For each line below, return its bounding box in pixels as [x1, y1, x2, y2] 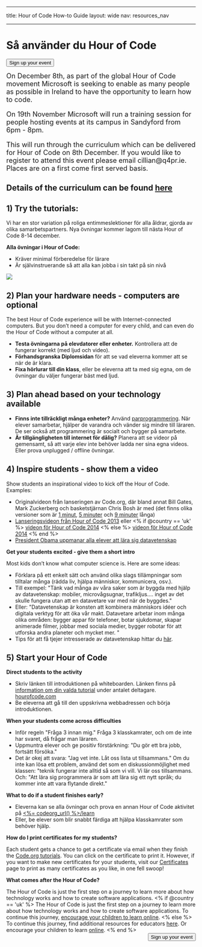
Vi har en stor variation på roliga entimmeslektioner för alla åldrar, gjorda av [6, 219, 193, 227]
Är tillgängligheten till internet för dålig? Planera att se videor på [14, 434, 177, 441]
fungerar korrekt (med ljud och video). [14, 346, 110, 353]
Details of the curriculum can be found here [6, 183, 173, 193]
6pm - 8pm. [6, 126, 44, 134]
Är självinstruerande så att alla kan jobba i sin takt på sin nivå [14, 262, 167, 269]
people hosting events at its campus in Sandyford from [6, 118, 181, 126]
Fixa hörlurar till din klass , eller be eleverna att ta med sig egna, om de [14, 365, 191, 373]
